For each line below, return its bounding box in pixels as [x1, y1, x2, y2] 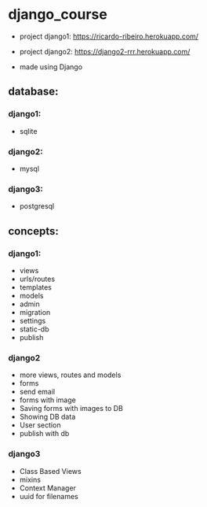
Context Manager [19, 483, 77, 493]
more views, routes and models [19, 370, 122, 379]
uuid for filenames [19, 491, 78, 501]
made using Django [19, 61, 83, 72]
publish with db [19, 429, 70, 439]
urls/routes [19, 274, 56, 283]
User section [19, 420, 61, 430]
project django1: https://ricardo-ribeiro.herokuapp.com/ [19, 31, 198, 41]
